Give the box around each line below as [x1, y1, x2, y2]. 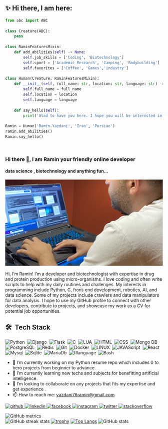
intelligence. [12, 375, 38, 381]
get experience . [12, 386, 46, 392]
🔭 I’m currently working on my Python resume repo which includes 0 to [12, 359, 159, 365]
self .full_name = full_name [23, 87, 81, 92]
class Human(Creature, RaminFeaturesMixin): [5, 76, 99, 81]
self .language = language [23, 97, 77, 102]
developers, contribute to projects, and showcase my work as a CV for [5, 303, 150, 309]
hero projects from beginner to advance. [12, 364, 96, 370]
